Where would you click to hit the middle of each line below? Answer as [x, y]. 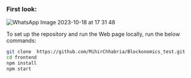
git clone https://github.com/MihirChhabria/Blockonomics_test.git [96, 52]
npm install [21, 63]
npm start [19, 69]
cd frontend [21, 58]
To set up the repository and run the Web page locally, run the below [93, 34]
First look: [22, 9]
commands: [21, 41]
